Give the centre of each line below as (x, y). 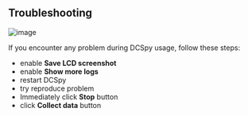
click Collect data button (60, 105)
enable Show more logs (59, 72)
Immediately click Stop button (69, 97)
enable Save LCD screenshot (68, 63)
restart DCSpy (43, 79)
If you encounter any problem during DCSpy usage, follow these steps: (124, 48)
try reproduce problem (57, 88)
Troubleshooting (50, 13)
